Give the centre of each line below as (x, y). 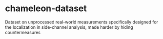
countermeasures (23, 32)
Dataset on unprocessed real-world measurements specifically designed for (82, 22)
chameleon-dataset (46, 9)
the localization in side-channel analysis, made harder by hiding (69, 27)
